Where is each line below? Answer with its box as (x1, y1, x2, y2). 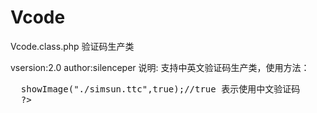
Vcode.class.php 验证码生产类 (10, 40, 135, 52)
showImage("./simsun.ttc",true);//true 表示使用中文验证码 (20, 83, 301, 95)
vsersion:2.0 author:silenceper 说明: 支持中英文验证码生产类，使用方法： (10, 61, 310, 73)
